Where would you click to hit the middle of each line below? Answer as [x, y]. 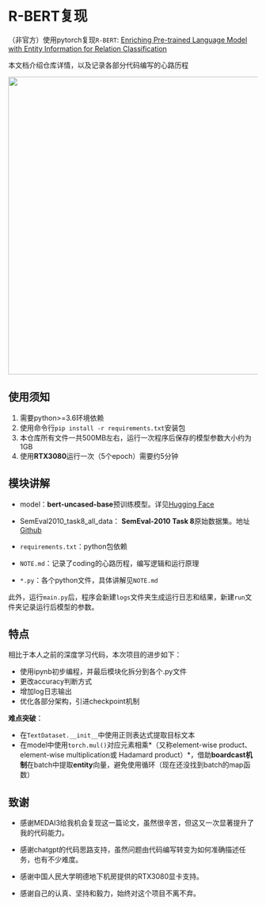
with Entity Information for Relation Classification [88, 48]
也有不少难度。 [58, 860]
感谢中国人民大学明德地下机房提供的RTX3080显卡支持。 [112, 876]
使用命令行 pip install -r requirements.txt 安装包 [103, 427]
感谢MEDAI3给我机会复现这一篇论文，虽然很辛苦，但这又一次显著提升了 [137, 823]
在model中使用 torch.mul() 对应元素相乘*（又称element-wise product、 [135, 745]
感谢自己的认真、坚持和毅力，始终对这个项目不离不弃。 [110, 893]
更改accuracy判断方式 [56, 682]
